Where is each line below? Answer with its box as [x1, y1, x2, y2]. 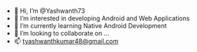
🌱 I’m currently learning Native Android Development [13, 22, 167, 30]
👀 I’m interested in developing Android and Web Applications [13, 14, 190, 22]
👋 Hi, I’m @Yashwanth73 [13, 7, 86, 15]
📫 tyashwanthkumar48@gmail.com [13, 37, 119, 45]
